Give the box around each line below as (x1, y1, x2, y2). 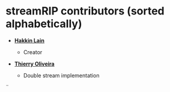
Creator (23, 48, 43, 55)
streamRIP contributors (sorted (5, 4, 165, 18)
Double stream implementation (23, 72, 100, 79)
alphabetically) (5, 17, 82, 31)
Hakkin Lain (14, 37, 45, 44)
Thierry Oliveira (14, 60, 55, 67)
